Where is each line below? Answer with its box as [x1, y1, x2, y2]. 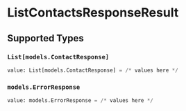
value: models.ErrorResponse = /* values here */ [7, 97, 154, 104]
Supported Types [7, 32, 85, 44]
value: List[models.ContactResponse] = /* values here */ [7, 67, 178, 74]
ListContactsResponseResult [7, 5, 179, 21]
